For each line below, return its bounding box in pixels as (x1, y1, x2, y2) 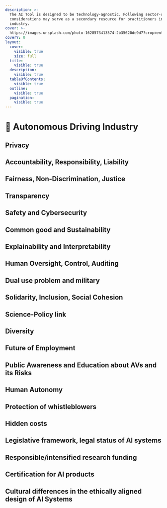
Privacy (5, 141, 30, 149)
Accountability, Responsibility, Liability (5, 158, 129, 167)
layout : (5, 40, 21, 45)
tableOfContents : (9, 77, 46, 82)
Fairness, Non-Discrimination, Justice (5, 175, 126, 183)
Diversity (5, 327, 34, 335)
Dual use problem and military (5, 276, 100, 285)
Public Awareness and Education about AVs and (5, 361, 157, 369)
